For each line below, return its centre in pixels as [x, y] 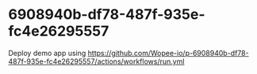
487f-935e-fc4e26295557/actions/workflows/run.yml [96, 61]
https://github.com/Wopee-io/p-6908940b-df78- [168, 53]
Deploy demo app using [47, 53]
